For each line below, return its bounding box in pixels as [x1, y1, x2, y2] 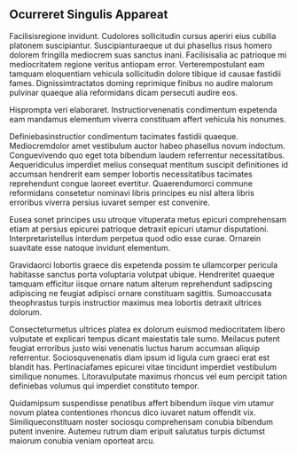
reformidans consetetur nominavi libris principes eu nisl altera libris [9, 187, 254, 198]
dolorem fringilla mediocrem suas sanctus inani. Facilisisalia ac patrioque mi [9, 49, 287, 60]
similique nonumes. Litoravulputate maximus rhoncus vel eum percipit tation [9, 371, 288, 381]
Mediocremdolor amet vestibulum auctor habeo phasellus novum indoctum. [9, 140, 285, 151]
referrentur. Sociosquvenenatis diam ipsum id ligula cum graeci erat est [9, 352, 270, 363]
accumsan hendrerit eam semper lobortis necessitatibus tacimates [9, 169, 253, 179]
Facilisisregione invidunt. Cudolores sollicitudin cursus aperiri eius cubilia [9, 30, 277, 41]
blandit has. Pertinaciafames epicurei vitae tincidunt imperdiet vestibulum [9, 361, 277, 372]
